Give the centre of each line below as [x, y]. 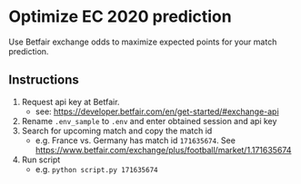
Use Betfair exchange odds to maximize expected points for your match [143, 42]
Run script [41, 160]
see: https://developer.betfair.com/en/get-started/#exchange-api [157, 111]
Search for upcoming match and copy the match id [117, 131]
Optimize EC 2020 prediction [120, 17]
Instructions [44, 80]
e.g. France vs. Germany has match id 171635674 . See [135, 140]
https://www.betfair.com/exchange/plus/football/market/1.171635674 [163, 150]
